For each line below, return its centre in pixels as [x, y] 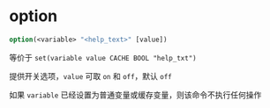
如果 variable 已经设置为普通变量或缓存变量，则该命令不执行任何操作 [135, 95]
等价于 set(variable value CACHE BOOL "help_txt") [103, 57]
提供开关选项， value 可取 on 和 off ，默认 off [90, 76]
